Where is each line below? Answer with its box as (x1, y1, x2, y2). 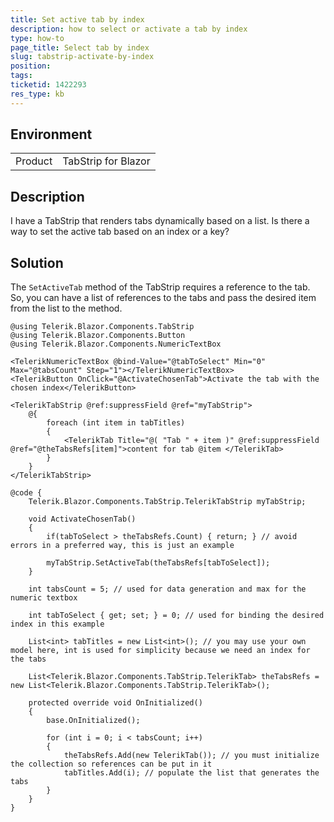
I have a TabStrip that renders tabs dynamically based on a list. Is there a (10, 215, 310, 227)
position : (10, 61, 52, 71)
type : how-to (10, 33, 65, 43)
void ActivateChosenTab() (28, 514, 137, 525)
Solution (10, 254, 64, 271)
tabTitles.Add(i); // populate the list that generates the (63, 768, 320, 778)
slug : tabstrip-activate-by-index (10, 52, 155, 62)
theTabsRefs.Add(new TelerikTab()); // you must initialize (63, 751, 320, 761)
